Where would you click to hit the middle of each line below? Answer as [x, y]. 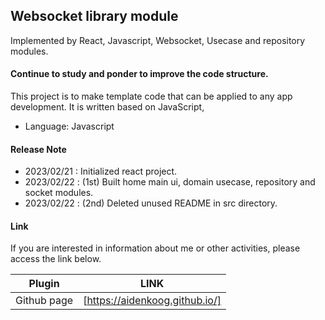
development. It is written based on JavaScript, [107, 107]
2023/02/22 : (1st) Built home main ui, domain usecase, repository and [170, 182]
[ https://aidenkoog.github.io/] [152, 301]
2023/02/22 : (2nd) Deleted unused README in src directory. [151, 203]
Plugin [44, 284]
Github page [44, 301]
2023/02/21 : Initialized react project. [101, 171]
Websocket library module [94, 16]
